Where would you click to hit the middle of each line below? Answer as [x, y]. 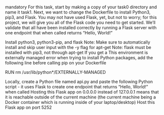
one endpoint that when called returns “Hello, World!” [59, 33]
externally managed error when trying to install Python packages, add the [79, 57]
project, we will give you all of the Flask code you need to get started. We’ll [80, 22]
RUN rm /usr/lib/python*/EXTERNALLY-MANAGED [55, 72]
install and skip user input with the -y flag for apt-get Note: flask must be [78, 47]
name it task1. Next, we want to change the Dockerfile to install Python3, [78, 12]
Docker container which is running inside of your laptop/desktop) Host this [80, 102]
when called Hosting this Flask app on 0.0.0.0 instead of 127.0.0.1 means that [82, 92]
